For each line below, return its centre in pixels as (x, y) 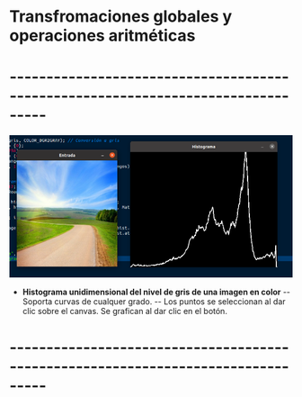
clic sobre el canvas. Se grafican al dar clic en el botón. (124, 311)
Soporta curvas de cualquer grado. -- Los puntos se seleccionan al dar (154, 301)
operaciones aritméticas (102, 36)
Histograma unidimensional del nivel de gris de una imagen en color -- (156, 292)
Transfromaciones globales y (121, 17)
